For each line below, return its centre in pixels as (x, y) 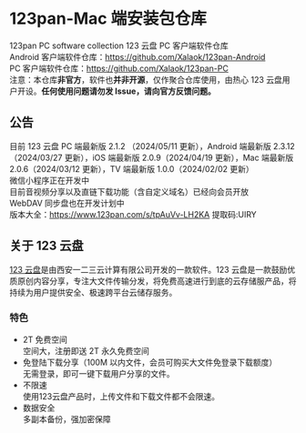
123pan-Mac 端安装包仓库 (108, 19)
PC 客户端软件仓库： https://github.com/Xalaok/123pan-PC (119, 68)
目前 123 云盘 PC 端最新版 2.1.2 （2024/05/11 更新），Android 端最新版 (140, 146)
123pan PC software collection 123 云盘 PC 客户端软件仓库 (119, 45)
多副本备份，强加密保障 (66, 418)
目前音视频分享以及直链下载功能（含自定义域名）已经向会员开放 (129, 191)
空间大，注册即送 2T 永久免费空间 (86, 350)
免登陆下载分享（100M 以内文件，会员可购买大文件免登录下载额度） (150, 362)
